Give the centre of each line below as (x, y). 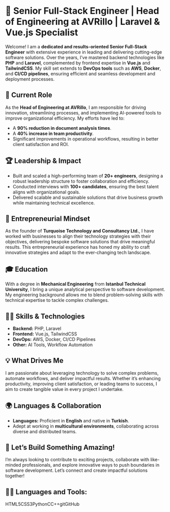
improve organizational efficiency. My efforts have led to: (65, 118)
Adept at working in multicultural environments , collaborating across (86, 426)
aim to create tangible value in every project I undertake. (64, 389)
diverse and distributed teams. (45, 431)
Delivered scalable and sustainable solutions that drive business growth (88, 197)
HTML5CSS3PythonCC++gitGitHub (42, 504)
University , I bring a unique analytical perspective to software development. (85, 290)
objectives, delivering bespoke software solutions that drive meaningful (80, 242)
